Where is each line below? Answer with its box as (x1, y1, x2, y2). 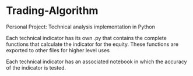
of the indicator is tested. (6, 64, 66, 71)
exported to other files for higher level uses (6, 46, 110, 53)
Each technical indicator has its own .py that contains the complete (6, 34, 167, 41)
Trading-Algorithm (6, 4, 99, 17)
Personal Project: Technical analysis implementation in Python (6, 23, 156, 30)
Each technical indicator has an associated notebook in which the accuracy (6, 58, 187, 65)
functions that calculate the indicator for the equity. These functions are (6, 41, 179, 48)
